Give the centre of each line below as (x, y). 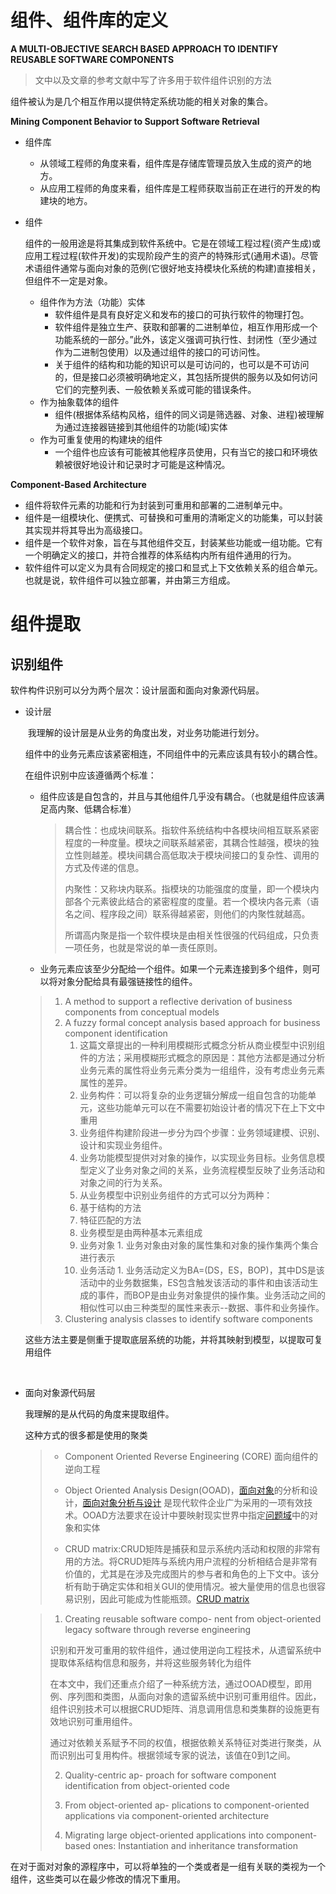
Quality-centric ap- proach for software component (170, 1775)
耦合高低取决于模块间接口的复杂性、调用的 (231, 855)
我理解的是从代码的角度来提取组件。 (99, 1413)
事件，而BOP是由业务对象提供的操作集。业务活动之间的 (211, 1295)
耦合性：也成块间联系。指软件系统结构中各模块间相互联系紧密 (192, 830)
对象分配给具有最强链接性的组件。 (127, 981)
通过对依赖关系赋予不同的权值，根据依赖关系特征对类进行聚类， (181, 1742)
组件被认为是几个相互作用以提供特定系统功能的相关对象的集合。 (141, 101)
